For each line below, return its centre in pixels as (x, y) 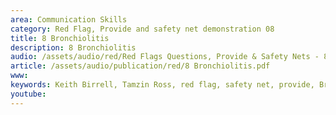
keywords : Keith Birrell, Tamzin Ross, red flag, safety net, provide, (162, 85)
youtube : (28, 94)
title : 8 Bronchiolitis (60, 38)
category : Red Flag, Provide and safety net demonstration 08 (142, 29)
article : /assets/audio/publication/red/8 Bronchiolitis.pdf (140, 66)
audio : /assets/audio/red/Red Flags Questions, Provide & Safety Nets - (165, 57)
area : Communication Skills (69, 19)
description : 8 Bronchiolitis (73, 47)
